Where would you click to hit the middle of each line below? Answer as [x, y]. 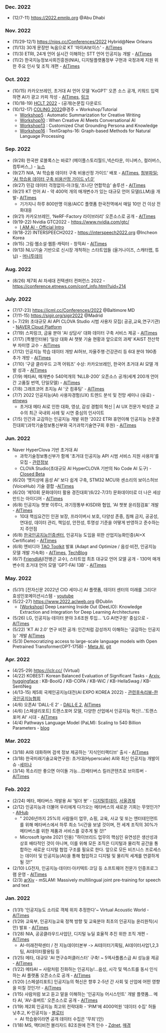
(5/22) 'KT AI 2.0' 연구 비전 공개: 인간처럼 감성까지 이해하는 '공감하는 [80, 630]
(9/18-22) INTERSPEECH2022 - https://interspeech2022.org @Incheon [85, 233]
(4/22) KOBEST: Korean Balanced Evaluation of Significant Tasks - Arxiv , [86, 675]
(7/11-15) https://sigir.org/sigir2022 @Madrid [57, 315]
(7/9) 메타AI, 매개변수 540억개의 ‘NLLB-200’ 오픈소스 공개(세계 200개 [81, 376]
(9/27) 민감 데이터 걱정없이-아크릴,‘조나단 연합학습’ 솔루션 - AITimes [79, 186]
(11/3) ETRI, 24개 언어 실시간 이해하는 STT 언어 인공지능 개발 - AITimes [82, 54]
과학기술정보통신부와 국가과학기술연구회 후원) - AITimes [82, 425]
